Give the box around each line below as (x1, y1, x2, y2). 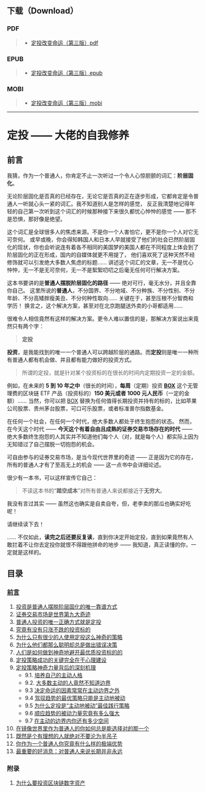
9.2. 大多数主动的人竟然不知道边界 (24, 679, 111, 686)
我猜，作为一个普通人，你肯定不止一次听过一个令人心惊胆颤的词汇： (7, 172, 178, 180)
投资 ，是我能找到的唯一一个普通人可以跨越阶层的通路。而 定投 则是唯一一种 (7, 349, 193, 356)
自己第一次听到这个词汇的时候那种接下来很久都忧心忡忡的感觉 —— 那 (17, 208, 191, 215)
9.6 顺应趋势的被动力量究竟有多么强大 (24, 709, 120, 717)
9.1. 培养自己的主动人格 (24, 671, 83, 679)
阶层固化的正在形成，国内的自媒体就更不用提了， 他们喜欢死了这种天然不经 (7, 251, 195, 259)
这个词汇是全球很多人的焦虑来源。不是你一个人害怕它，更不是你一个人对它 (7, 228, 193, 236)
